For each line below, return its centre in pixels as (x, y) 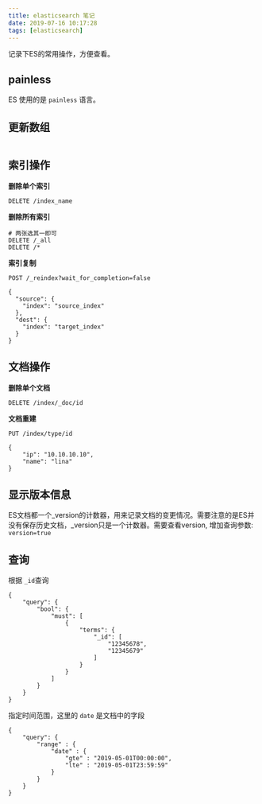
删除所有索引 (29, 216)
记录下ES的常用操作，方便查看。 (62, 54)
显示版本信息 (40, 495)
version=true (30, 534)
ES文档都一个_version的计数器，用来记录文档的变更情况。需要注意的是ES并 (131, 515)
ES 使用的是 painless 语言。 (54, 99)
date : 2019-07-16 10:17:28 (53, 23)
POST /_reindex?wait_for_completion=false (79, 278)
